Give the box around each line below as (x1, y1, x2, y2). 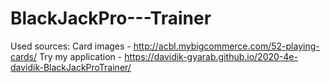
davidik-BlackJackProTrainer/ (10, 61, 132, 73)
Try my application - (38, 50, 123, 62)
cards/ (10, 50, 38, 62)
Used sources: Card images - (10, 40, 132, 52)
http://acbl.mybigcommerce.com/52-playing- (133, 40, 320, 52)
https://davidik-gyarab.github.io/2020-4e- (124, 50, 298, 62)
